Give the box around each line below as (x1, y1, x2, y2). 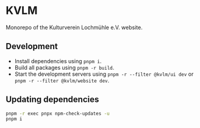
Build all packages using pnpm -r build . (14, 64, 115, 71)
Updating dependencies (5, 95, 99, 105)
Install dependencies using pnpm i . (14, 57, 102, 64)
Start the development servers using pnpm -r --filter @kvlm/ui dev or (14, 70, 194, 78)
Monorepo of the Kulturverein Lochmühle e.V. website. (5, 24, 143, 31)
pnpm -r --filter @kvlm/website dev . (14, 76, 110, 84)
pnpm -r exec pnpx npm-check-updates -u (5, 110, 110, 116)
